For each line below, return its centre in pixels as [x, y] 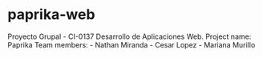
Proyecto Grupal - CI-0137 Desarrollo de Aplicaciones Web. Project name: [129, 36]
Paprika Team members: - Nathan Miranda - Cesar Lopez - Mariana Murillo [131, 44]
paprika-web [51, 15]
